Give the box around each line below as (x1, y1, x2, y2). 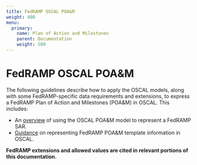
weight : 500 (16, 42, 46, 48)
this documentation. (6, 153, 57, 160)
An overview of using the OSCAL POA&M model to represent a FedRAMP (14, 116, 191, 124)
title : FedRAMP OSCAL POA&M (6, 8, 75, 15)
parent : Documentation (16, 36, 72, 42)
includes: (6, 105, 28, 112)
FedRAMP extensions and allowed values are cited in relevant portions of (6, 147, 188, 154)
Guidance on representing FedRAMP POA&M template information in (14, 129, 181, 136)
